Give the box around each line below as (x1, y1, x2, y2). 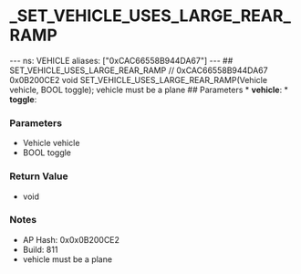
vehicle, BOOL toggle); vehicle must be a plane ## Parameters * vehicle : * (9, 84, 289, 95)
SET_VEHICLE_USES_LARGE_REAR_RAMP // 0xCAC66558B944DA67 (9, 65, 268, 76)
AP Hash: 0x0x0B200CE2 (22, 234, 120, 245)
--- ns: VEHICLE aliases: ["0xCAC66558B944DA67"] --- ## (9, 55, 234, 66)
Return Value (9, 170, 68, 183)
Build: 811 (22, 244, 58, 255)
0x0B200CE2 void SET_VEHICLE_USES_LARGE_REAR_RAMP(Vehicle (9, 74, 267, 85)
